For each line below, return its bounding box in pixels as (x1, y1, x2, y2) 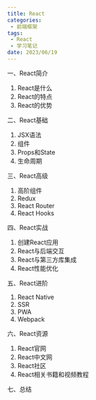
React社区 (17, 361, 47, 369)
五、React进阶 (7, 279, 49, 287)
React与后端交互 (17, 246, 65, 255)
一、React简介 (7, 69, 49, 77)
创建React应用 (17, 238, 59, 246)
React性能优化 (17, 264, 59, 272)
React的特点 (17, 92, 53, 101)
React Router (17, 201, 55, 209)
